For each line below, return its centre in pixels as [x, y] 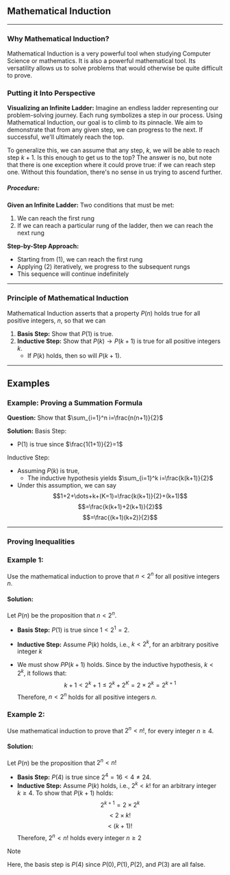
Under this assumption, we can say [66, 485]
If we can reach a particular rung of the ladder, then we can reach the [115, 226]
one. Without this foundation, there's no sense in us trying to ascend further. [115, 172]
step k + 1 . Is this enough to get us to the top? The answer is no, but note [110, 157]
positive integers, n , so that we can [56, 320]
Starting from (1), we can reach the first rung [80, 259]
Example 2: [26, 715]
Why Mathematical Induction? [58, 38]
